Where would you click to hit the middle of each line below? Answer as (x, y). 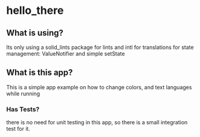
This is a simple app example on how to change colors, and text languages (99, 87)
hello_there (35, 11)
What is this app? (40, 73)
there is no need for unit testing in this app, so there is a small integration (97, 123)
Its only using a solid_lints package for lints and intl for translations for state (100, 47)
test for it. (18, 129)
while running (23, 94)
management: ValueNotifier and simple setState (66, 54)
